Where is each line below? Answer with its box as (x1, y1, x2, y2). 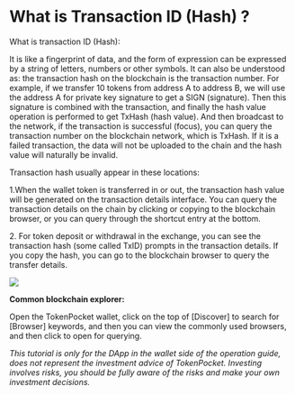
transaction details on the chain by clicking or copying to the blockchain (9, 203, 276, 214)
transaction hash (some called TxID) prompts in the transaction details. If (9, 240, 279, 251)
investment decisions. (9, 376, 91, 387)
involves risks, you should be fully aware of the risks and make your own (9, 367, 281, 378)
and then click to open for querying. (9, 330, 142, 341)
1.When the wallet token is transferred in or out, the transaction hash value (9, 184, 285, 195)
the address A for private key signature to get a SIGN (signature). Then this (9, 92, 287, 103)
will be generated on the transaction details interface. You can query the (9, 194, 277, 205)
